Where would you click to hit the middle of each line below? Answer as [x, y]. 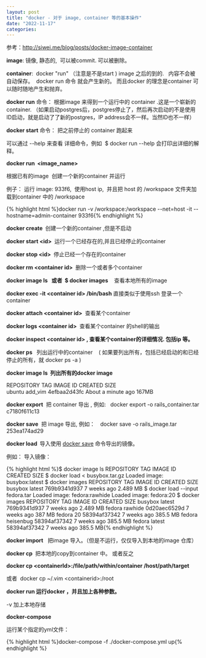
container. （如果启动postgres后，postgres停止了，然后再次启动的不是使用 [101, 110]
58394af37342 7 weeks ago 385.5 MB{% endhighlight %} [80, 528]
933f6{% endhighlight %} [111, 216]
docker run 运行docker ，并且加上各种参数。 [63, 592]
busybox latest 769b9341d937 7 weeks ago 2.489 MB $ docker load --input [102, 488]
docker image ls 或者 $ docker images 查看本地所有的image [87, 281]
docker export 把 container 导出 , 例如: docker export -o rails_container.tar [103, 405]
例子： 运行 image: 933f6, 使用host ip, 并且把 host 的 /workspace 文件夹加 [102, 189]
